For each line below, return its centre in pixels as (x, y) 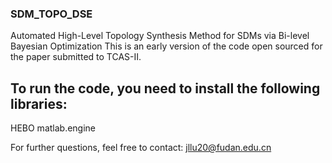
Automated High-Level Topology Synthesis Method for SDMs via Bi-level (160, 36)
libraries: (39, 103)
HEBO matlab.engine (53, 128)
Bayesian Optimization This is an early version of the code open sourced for (166, 46)
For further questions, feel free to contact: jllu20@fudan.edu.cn (141, 148)
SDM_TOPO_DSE (51, 14)
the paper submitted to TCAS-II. (76, 57)
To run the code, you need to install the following (165, 88)
